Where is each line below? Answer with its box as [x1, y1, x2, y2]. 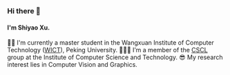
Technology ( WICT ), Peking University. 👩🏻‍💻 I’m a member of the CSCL [7, 46, 209, 54]
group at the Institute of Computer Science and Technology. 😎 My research [7, 53, 223, 61]
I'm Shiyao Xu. [7, 23, 50, 32]
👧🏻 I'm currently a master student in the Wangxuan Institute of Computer [7, 39, 214, 47]
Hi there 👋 [7, 6, 41, 16]
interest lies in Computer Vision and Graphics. [7, 61, 138, 69]
